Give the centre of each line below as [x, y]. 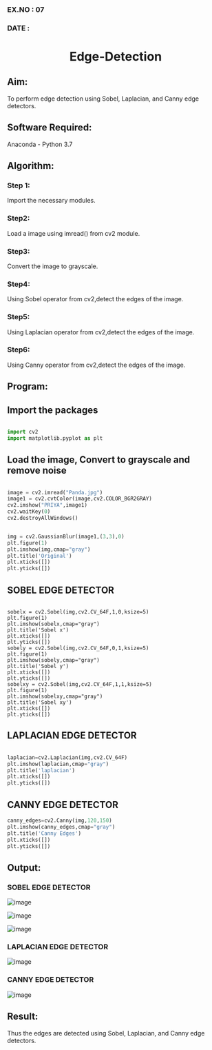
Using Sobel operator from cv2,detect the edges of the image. [95, 299]
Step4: [19, 284]
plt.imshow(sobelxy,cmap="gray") [55, 697]
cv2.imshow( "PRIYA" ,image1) [47, 505]
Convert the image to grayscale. [53, 266]
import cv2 [23, 432]
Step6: [19, 350]
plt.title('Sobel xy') [40, 703]
